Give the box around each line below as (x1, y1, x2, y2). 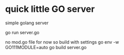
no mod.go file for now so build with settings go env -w (5, 39, 119, 45)
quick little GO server (5, 3, 95, 15)
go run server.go (5, 29, 39, 35)
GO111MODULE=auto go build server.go (5, 44, 86, 50)
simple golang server (5, 20, 49, 26)
